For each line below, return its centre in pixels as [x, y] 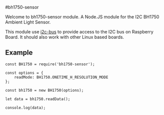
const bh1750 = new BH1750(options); [44, 90]
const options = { [24, 73]
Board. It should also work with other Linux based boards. [64, 37]
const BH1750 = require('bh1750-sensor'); [50, 64]
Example [19, 53]
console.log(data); [25, 108]
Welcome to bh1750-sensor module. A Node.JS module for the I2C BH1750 [82, 17]
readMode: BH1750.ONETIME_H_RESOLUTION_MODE [61, 77]
